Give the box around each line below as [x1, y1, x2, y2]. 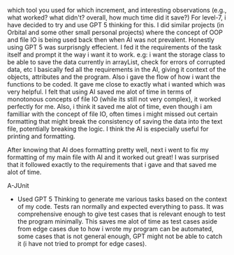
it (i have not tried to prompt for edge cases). [17, 240, 147, 247]
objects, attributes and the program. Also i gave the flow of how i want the [7, 73, 221, 81]
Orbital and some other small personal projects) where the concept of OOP [7, 28, 224, 36]
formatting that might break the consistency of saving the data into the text [7, 117, 223, 125]
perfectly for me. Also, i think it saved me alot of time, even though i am [7, 103, 213, 110]
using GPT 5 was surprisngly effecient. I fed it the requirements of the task [7, 43, 222, 51]
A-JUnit [7, 182, 29, 189]
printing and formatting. [7, 132, 75, 140]
